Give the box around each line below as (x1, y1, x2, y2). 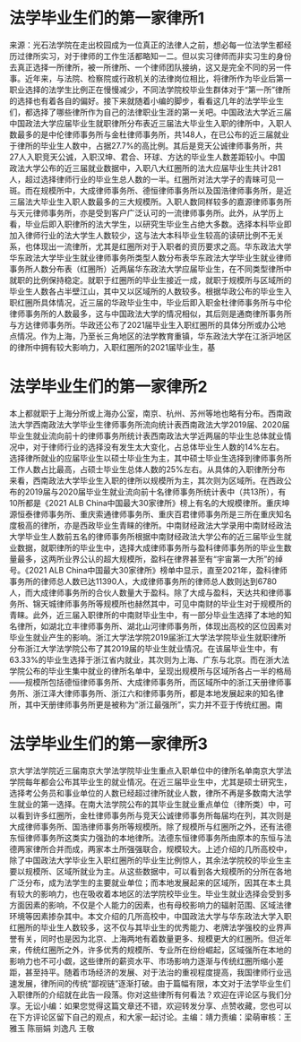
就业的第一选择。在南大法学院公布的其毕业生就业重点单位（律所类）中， (16, 798, 284, 809)
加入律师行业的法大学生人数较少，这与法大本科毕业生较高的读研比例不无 (9, 229, 276, 240)
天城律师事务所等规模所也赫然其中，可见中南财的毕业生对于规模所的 (39, 598, 292, 609)
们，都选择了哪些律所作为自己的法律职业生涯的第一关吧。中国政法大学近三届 (9, 107, 292, 117)
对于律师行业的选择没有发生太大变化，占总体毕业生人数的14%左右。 (32, 441, 285, 452)
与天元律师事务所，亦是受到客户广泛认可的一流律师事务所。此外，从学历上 (9, 207, 284, 218)
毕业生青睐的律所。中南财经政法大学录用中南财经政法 (95, 520, 292, 530)
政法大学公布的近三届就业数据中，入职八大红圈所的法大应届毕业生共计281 (9, 162, 281, 173)
